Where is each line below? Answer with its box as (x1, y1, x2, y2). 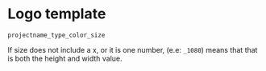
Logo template (7, 5, 106, 23)
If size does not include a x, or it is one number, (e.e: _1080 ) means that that (7, 45, 258, 54)
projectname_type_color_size (7, 31, 106, 39)
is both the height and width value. (7, 53, 123, 63)
